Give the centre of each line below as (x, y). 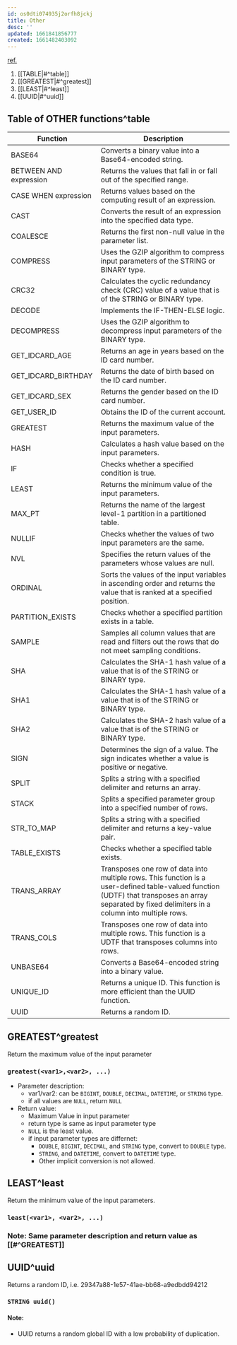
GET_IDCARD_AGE (41, 356)
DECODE (26, 310)
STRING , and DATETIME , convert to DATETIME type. (107, 1153)
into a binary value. (132, 971)
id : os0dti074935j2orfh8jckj (50, 14)
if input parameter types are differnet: (83, 1139)
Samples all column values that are (158, 633)
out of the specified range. (145, 180)
